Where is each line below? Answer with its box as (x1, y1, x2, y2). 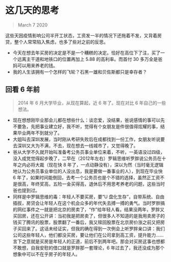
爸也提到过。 (12, 187, 40, 193)
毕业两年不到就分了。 (17, 130, 62, 136)
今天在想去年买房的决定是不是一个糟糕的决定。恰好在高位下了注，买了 (12, 50, 161, 56)
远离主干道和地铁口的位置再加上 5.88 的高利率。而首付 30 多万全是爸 (17, 56, 162, 62)
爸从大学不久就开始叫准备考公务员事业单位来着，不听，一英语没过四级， (12, 149, 165, 155)
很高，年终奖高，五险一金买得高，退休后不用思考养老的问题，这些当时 (17, 181, 165, 187)
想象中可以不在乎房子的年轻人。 (12, 251, 80, 257)
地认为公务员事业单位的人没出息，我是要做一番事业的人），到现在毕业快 (12, 168, 163, 174)
